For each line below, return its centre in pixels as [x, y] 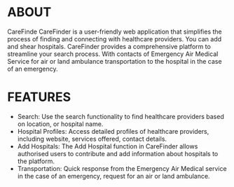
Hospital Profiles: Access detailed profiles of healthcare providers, [113, 131]
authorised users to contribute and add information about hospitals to [118, 153]
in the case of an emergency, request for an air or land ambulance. [113, 176]
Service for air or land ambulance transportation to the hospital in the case [115, 61]
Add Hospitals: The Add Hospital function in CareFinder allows [108, 146]
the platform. [36, 161]
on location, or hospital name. [60, 124]
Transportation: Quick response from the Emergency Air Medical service [122, 168]
